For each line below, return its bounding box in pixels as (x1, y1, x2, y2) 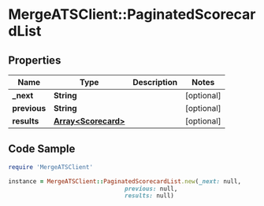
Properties (8, 53, 61, 67)
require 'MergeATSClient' (8, 163, 93, 171)
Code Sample (8, 142, 76, 156)
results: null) (125, 192, 175, 200)
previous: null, (125, 185, 178, 193)
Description (132, 77, 178, 87)
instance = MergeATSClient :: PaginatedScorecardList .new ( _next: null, (8, 177, 242, 186)
